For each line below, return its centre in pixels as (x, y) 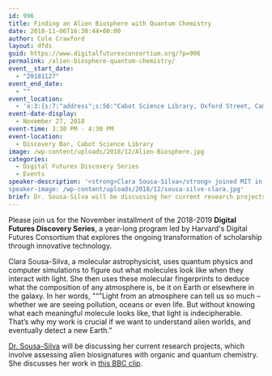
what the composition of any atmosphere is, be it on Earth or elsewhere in (132, 287)
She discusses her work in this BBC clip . (76, 363)
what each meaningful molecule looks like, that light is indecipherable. (125, 313)
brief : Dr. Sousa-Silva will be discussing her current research (121, 197)
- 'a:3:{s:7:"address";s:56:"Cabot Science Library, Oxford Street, (134, 106)
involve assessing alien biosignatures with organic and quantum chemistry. (134, 354)
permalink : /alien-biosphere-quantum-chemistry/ (92, 62)
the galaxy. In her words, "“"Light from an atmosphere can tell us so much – (134, 296)
